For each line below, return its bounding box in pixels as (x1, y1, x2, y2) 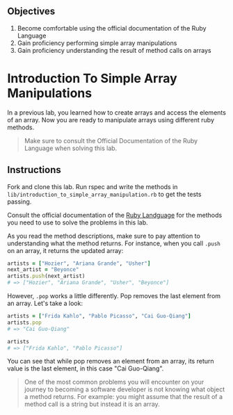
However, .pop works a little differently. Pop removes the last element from (7, 292, 221, 300)
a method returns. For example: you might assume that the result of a (24, 393, 223, 401)
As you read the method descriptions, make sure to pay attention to (7, 231, 200, 240)
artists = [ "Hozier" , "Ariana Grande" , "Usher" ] (7, 260, 151, 267)
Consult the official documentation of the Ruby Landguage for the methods (7, 211, 223, 219)
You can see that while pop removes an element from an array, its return (7, 357, 214, 366)
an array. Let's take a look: (7, 299, 83, 308)
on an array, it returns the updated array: (7, 246, 124, 254)
